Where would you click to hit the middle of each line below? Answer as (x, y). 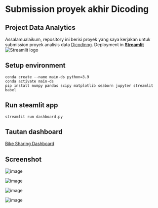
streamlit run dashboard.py (34, 117)
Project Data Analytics (40, 28)
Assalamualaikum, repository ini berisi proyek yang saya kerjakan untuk (78, 39)
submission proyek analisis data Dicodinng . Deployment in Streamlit (75, 45)
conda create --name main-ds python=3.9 (47, 77)
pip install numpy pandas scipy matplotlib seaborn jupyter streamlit (79, 85)
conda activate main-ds (30, 81)
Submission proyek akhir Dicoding (77, 9)
